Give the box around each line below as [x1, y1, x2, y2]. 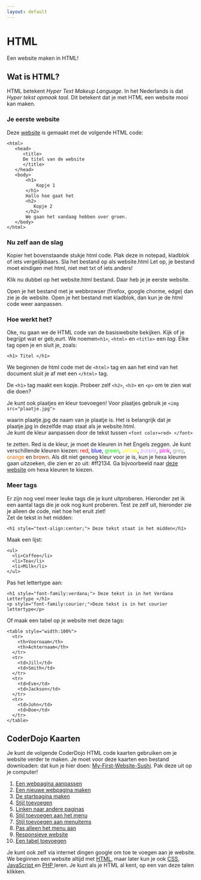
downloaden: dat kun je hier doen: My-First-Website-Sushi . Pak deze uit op [7, 762, 192, 769]
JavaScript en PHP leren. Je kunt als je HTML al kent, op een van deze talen [7, 861, 194, 869]
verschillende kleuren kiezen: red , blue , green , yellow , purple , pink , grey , [7, 447, 185, 454]
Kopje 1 [36, 182, 56, 189]
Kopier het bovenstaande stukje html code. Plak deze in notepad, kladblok [7, 251, 190, 259]
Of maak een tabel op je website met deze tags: [7, 617, 124, 624]
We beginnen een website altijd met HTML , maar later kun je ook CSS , [7, 855, 180, 863]
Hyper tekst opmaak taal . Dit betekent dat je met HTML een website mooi [7, 94, 188, 101]
